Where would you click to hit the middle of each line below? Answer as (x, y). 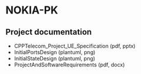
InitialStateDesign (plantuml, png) (55, 58)
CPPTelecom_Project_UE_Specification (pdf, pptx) (75, 46)
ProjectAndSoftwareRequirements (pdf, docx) (69, 65)
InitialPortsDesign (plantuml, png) (55, 52)
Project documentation (49, 32)
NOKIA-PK (32, 10)
